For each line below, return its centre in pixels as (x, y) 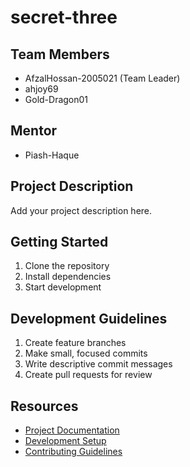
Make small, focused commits (86, 353)
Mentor (34, 131)
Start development (63, 287)
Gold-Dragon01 (56, 99)
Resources (44, 406)
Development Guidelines (89, 318)
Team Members (60, 54)
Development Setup (65, 441)
